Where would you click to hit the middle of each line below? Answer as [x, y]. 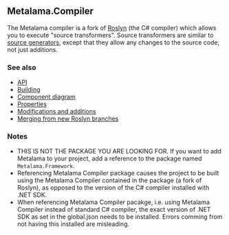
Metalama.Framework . [46, 166]
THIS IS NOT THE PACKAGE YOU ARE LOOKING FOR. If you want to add [119, 151]
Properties [32, 104]
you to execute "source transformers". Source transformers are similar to [110, 35]
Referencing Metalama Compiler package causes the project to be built [118, 173]
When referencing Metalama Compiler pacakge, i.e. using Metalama [113, 202]
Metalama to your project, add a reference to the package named [109, 159]
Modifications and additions [56, 112]
